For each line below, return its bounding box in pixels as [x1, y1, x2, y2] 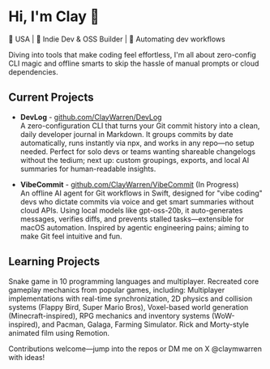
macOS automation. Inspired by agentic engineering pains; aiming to [19, 222, 250, 232]
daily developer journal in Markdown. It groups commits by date [19, 129, 234, 139]
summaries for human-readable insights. [19, 164, 156, 174]
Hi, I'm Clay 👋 [8, 7, 100, 26]
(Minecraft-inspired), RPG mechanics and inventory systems [8, 311, 211, 320]
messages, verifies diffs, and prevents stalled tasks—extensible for [19, 214, 245, 224]
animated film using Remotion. [8, 328, 110, 337]
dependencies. [8, 67, 58, 76]
